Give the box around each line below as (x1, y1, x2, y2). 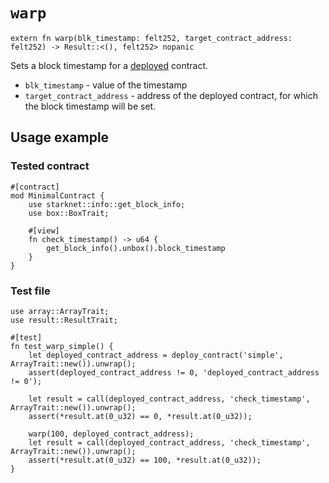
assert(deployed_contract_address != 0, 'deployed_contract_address (28, 367, 320, 378)
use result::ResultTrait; (10, 315, 118, 325)
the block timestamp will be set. (24, 100, 157, 112)
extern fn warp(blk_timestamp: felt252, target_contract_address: (10, 33, 293, 43)
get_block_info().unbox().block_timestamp (46, 243, 226, 253)
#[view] (28, 225, 60, 236)
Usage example (10, 129, 110, 146)
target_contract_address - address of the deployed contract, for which (24, 89, 318, 101)
